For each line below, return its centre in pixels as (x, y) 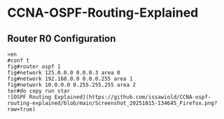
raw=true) (22, 109)
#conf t (19, 61)
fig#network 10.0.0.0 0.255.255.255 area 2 (72, 85)
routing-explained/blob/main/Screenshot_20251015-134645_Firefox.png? (112, 103)
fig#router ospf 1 (34, 67)
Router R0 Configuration (62, 39)
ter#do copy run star (39, 91)
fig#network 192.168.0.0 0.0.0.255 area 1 (70, 79)
